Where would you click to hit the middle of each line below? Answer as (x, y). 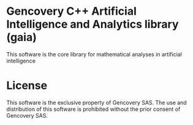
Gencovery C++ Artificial (71, 11)
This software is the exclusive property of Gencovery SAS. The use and (96, 102)
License (27, 85)
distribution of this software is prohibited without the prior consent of (93, 109)
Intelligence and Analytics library (93, 24)
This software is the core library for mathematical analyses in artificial (94, 54)
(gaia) (21, 37)
